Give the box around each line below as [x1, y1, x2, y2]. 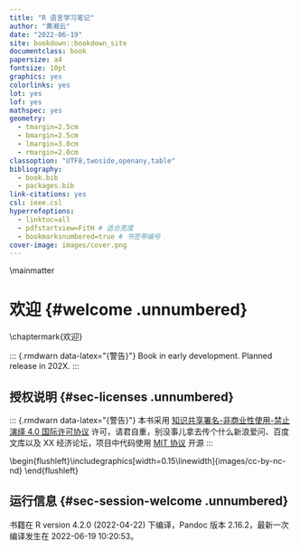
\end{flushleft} [23, 465, 80, 476]
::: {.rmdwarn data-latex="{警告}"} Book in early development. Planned [9, 350, 273, 362]
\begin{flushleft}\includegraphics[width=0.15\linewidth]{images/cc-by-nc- [9, 456, 286, 466]
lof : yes [9, 97, 42, 107]
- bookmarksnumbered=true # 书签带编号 [17, 232, 161, 241]
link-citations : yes [9, 190, 88, 199]
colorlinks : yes [9, 81, 70, 90]
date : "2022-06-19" [9, 30, 83, 39]
